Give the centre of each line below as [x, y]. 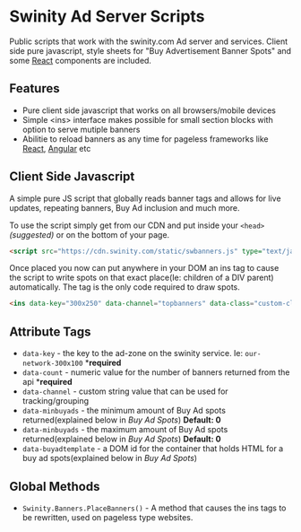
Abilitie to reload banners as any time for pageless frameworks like [145, 139]
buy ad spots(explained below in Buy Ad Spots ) [110, 458]
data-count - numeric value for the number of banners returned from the [156, 372]
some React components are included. [81, 60]
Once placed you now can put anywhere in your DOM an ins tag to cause [144, 268]
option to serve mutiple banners [81, 129]
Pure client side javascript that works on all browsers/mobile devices [149, 110]
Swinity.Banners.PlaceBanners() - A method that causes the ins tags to [154, 508]
